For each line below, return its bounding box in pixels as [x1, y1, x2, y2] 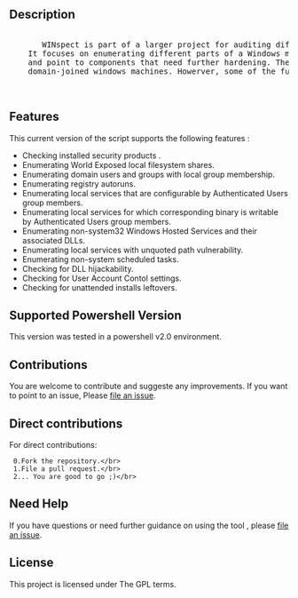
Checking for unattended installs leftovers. [21, 282, 177, 292]
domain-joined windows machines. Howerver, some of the [27, 66, 277, 76]
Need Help [9, 497, 69, 512]
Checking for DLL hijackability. [21, 263, 134, 274]
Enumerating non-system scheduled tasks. [21, 253, 179, 265]
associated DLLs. [21, 235, 86, 245]
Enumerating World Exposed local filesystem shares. [21, 159, 215, 170]
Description [9, 7, 75, 22]
